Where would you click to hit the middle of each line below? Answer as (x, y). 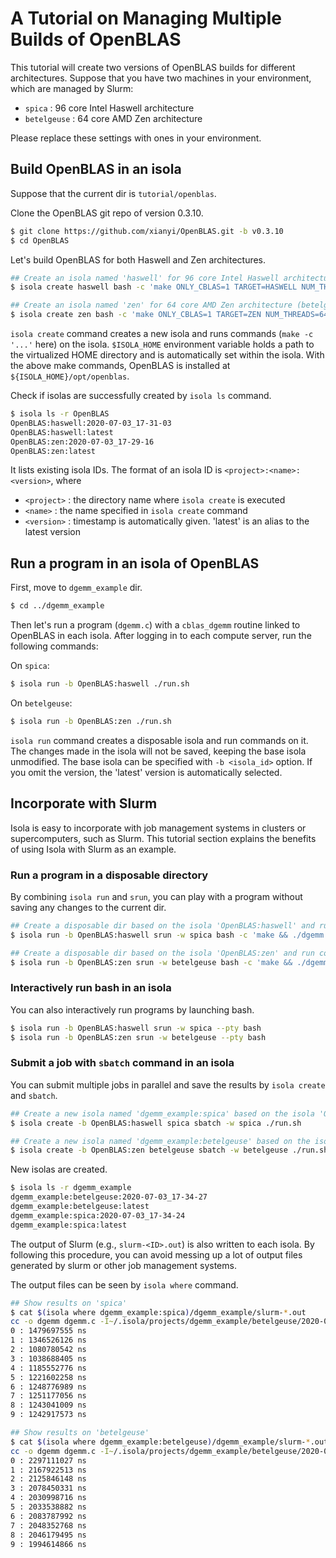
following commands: (54, 646)
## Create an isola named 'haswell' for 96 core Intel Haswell (145, 278)
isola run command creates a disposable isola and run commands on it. (159, 740)
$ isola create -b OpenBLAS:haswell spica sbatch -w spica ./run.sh (156, 1123)
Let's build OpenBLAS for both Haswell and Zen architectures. (138, 259)
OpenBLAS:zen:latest (53, 451)
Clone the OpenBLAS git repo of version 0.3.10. (107, 213)
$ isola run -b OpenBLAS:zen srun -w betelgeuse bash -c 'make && (151, 962)
